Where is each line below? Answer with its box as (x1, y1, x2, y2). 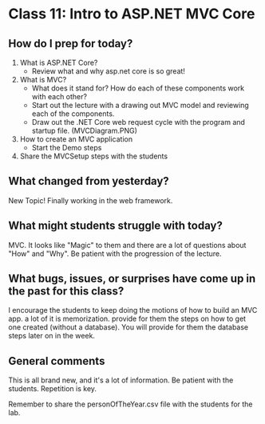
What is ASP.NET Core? (19, 58, 98, 67)
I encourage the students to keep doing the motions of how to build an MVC (8, 306, 258, 315)
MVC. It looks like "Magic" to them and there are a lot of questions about (8, 240, 247, 250)
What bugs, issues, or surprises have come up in (8, 272, 256, 286)
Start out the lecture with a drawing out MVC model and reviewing (31, 101, 249, 110)
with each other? (31, 92, 88, 101)
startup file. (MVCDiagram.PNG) (31, 126, 138, 135)
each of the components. (31, 109, 115, 118)
